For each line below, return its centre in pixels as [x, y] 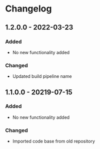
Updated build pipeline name [42, 76]
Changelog [28, 9]
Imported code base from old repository [53, 141]
